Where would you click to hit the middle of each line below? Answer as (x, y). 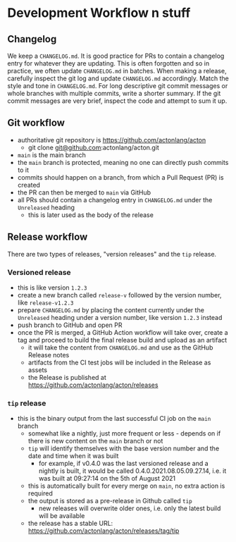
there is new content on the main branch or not (95, 441)
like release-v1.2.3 (45, 302)
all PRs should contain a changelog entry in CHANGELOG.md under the (115, 199)
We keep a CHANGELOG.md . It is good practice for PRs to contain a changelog (116, 56)
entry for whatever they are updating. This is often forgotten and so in (108, 63)
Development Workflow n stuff (99, 13)
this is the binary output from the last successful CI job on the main (114, 419)
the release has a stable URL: (70, 524)
